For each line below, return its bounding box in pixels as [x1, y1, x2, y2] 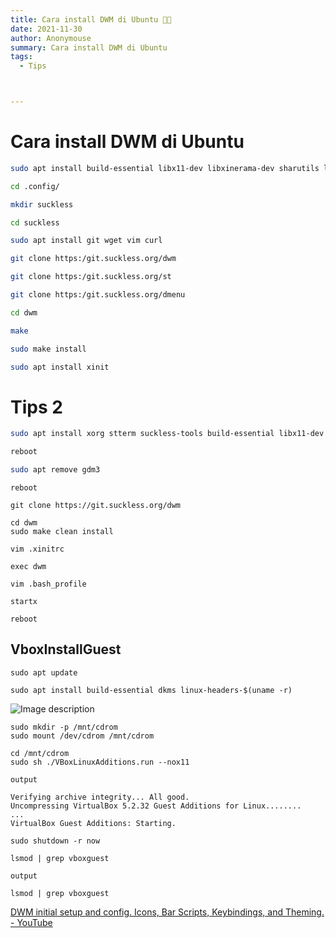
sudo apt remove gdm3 [10, 465, 101, 475]
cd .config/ [10, 181, 60, 191]
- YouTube [10, 916, 53, 928]
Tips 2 [10, 396, 63, 418]
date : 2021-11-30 [10, 24, 83, 34]
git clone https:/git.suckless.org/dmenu [10, 290, 186, 300]
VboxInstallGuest [10, 641, 122, 658]
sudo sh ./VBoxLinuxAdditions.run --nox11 [10, 757, 190, 767]
